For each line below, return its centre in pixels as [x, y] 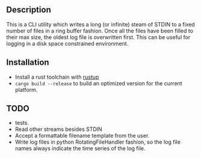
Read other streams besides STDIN [58, 129]
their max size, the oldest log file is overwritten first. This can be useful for [98, 37]
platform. [26, 90]
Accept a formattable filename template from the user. [82, 136]
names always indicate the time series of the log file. [80, 148]
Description [29, 10]
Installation [28, 62]
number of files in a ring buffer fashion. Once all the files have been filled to [100, 31]
